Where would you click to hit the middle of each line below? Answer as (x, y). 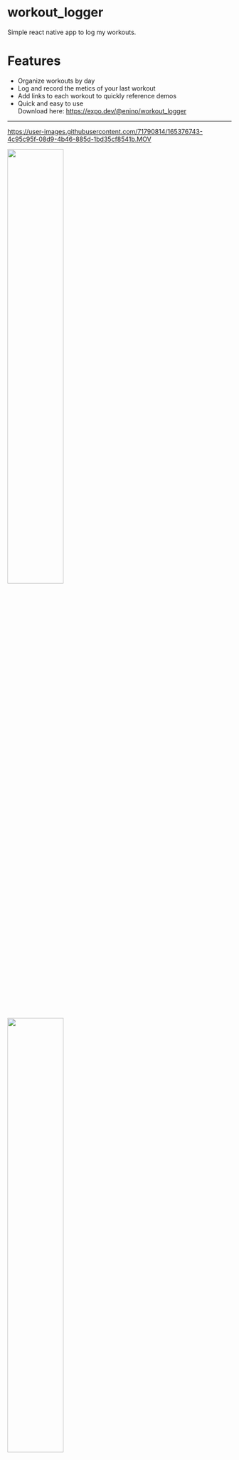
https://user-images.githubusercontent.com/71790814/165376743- (105, 131)
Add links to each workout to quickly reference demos (97, 96)
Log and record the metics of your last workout (86, 88)
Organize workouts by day (56, 81)
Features (34, 61)
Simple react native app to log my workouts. (72, 32)
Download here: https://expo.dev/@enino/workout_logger (102, 110)
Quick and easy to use (51, 103)
